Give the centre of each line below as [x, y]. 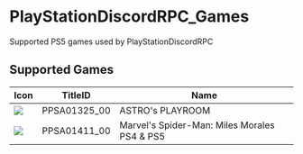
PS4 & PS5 [142, 136]
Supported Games [62, 70]
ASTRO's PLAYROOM [165, 110]
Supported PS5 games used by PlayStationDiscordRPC [111, 41]
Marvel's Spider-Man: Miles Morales [197, 125]
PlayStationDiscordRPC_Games [129, 17]
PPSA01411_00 [76, 131]
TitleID [76, 95]
